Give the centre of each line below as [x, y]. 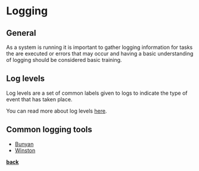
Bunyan [24, 144]
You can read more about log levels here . [57, 111]
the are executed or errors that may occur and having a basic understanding [100, 54]
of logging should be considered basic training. [64, 60]
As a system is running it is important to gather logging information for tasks [99, 47]
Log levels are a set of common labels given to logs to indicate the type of [97, 93]
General [21, 33]
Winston [25, 150]
